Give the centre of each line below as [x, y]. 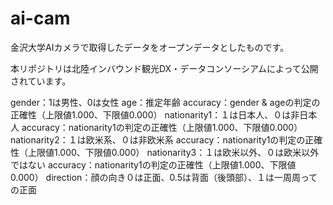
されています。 [41, 81]
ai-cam [40, 18]
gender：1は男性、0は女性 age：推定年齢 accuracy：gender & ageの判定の [165, 102]
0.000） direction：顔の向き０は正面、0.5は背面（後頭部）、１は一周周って [164, 177]
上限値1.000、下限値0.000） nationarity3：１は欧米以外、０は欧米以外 [173, 152]
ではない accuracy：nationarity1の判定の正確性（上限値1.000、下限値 [153, 164]
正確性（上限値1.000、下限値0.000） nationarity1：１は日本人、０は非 [155, 114]
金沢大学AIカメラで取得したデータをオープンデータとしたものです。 [150, 47]
